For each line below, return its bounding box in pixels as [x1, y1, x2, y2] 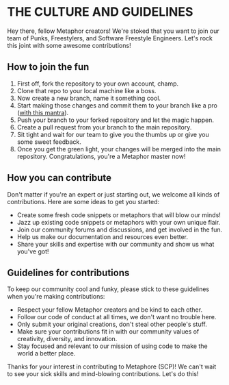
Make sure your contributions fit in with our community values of [16, 327, 200, 336]
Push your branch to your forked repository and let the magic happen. [16, 116, 214, 124]
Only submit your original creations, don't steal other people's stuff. [16, 320, 207, 329]
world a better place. [16, 349, 76, 358]
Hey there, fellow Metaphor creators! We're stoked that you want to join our [7, 27, 220, 35]
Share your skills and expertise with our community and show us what [16, 240, 215, 248]
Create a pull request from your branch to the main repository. [16, 123, 192, 131]
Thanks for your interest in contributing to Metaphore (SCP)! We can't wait [7, 362, 217, 371]
